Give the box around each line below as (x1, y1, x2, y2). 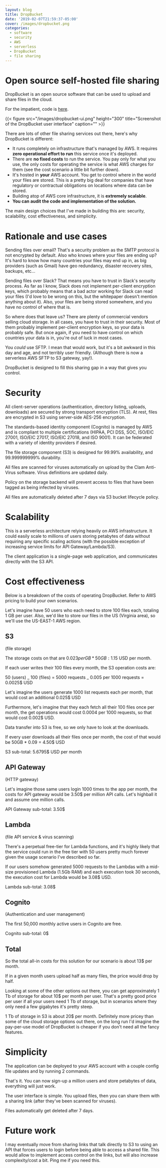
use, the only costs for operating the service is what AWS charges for (12, 161, 154, 167)
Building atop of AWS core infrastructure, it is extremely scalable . (12, 193, 147, 199)
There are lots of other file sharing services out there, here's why (5, 131, 138, 137)
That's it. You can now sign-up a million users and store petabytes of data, (5, 1078, 157, 1084)
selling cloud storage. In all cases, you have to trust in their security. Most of (5, 319, 161, 325)
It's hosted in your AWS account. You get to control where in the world (12, 172, 157, 178)
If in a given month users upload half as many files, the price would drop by (5, 973, 159, 979)
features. (5, 1029, 24, 1035)
